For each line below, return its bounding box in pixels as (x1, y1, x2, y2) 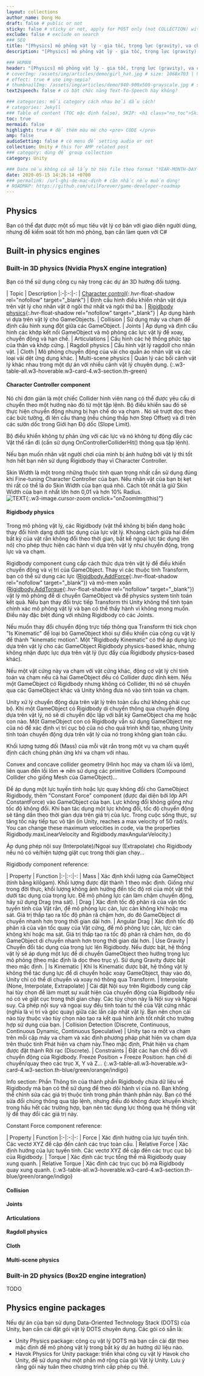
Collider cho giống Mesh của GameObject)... (6, 773, 118, 781)
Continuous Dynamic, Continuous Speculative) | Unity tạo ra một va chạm (6, 1028, 191, 1035)
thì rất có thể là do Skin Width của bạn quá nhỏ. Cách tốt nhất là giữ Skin (6, 482, 188, 489)
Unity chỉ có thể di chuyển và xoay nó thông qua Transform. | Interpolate (6, 976, 188, 983)
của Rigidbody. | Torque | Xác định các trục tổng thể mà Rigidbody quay (6, 1153, 187, 1161)
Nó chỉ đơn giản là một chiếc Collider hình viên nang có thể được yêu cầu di (6, 395, 195, 402)
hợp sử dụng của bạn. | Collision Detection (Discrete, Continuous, (6, 1021, 171, 1028)
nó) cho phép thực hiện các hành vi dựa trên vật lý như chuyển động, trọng (6, 542, 194, 549)
